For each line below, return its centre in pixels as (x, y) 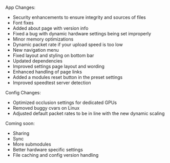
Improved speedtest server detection (52, 83)
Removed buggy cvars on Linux (46, 108)
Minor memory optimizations (43, 39)
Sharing (21, 133)
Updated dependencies (38, 61)
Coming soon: (20, 123)
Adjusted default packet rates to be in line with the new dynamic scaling (89, 113)
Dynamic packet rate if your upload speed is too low (68, 45)
